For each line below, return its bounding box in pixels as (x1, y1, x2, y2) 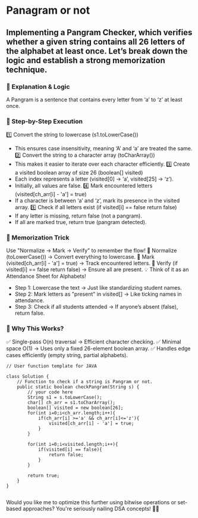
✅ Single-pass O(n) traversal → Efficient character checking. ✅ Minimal (6, 338, 181, 345)
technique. (6, 64, 48, 75)
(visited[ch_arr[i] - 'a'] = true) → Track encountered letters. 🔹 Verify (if (6, 260, 178, 267)
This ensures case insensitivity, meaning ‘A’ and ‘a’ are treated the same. (14, 145, 193, 152)
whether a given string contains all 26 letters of (6, 36, 186, 46)
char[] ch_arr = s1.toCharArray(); (27, 399, 116, 405)
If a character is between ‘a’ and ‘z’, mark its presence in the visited (14, 197, 180, 204)
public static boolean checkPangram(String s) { (17, 384, 140, 390)
